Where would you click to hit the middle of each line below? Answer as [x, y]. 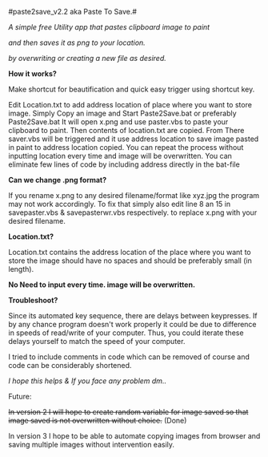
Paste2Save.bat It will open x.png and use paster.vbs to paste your [118, 122]
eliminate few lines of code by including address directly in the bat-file [124, 164]
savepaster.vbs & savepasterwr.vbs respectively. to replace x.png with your [133, 212]
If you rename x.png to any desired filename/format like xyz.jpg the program [134, 195]
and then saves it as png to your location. [77, 42]
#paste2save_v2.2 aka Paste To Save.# [73, 12]
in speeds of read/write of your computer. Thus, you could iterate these [126, 333]
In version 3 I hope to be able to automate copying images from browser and [134, 436]
